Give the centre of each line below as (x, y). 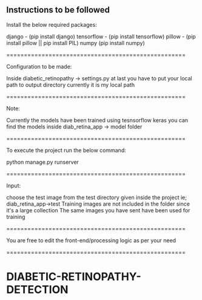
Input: (14, 186)
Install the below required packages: (52, 24)
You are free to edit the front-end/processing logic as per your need (91, 240)
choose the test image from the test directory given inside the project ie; (96, 197)
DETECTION (37, 290)
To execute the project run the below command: (66, 150)
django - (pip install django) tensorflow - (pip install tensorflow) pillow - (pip (101, 37)
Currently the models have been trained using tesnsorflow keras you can (97, 120)
